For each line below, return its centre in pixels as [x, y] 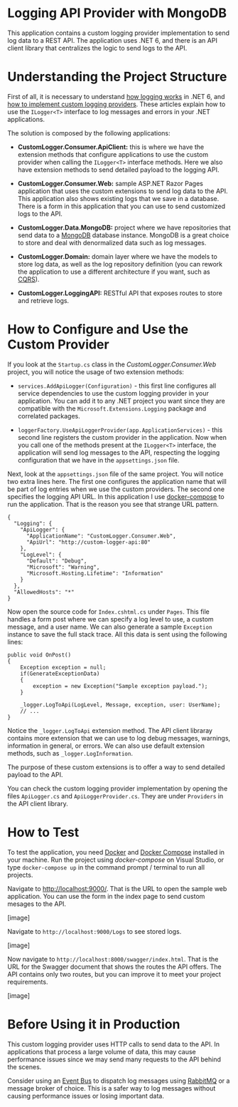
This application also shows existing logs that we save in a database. [118, 198]
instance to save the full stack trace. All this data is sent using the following [117, 634]
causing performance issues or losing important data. [86, 1096]
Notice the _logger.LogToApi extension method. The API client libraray [110, 730]
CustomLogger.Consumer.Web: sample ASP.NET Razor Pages [110, 183]
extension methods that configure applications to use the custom [113, 154]
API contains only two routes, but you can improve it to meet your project [114, 974]
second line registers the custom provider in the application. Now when [122, 437]
